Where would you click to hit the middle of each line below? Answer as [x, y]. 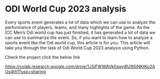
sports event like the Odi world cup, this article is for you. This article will [78, 42]
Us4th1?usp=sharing [25, 71]
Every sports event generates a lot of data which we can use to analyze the [80, 22]
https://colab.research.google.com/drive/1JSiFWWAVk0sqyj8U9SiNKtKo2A [80, 66]
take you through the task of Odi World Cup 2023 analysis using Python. [77, 48]
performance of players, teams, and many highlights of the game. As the [78, 27]
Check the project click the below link [43, 57]
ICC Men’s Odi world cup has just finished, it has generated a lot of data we [80, 32]
